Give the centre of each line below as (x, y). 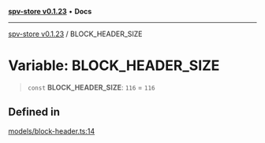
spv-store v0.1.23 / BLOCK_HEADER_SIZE (76, 34)
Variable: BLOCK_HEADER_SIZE (114, 66)
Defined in (34, 112)
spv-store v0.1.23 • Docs (50, 11)
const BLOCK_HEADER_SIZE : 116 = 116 (91, 87)
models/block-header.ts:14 (52, 131)
